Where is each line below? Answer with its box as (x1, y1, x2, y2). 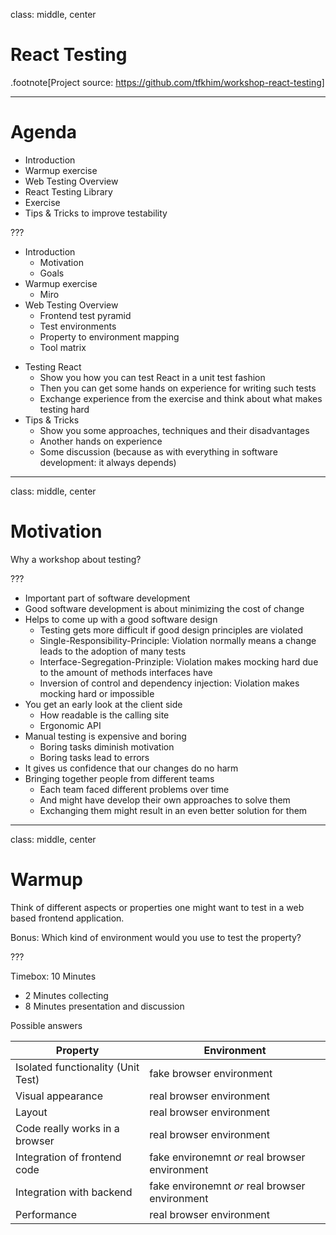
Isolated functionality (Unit (15, 1060, 140, 1074)
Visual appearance (15, 1089, 103, 1103)
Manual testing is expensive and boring (24, 730, 187, 742)
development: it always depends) (39, 456, 177, 468)
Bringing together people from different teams (24, 772, 215, 784)
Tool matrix (39, 341, 87, 353)
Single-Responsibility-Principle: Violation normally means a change (39, 634, 317, 646)
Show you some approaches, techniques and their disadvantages (39, 424, 310, 436)
